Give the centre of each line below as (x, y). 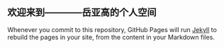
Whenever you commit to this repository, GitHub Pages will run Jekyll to (112, 29)
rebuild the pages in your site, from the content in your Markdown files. (111, 37)
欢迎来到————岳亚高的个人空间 (82, 13)
